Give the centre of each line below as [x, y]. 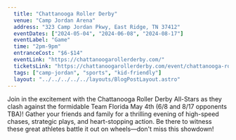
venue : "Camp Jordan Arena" [55, 20]
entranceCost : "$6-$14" [48, 53]
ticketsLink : [33, 66]
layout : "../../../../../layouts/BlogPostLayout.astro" [97, 79]
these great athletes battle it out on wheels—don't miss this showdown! [111, 129]
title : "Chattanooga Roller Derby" [66, 14]
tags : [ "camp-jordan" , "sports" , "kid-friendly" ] [87, 72]
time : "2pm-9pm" [37, 46]
